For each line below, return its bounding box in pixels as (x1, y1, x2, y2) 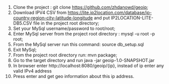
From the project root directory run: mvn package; (13, 52, 118, 58)
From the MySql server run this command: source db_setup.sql (13, 41, 144, 47)
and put (93, 15, 110, 20)
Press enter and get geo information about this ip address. (13, 73, 135, 79)
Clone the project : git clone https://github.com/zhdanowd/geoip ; (13, 4, 148, 10)
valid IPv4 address (13, 68, 52, 74)
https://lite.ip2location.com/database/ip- (68, 9, 152, 15)
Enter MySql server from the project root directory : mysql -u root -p (13, 31, 155, 36)
